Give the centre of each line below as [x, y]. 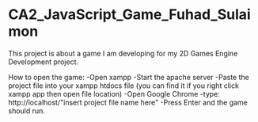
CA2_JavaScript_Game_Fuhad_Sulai [129, 15]
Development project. [44, 62]
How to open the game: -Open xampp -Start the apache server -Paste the [129, 77]
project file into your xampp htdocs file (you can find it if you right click [124, 86]
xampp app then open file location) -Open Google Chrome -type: [114, 93]
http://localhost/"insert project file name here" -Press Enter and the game [128, 102]
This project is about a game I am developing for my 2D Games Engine [123, 53]
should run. [27, 111]
